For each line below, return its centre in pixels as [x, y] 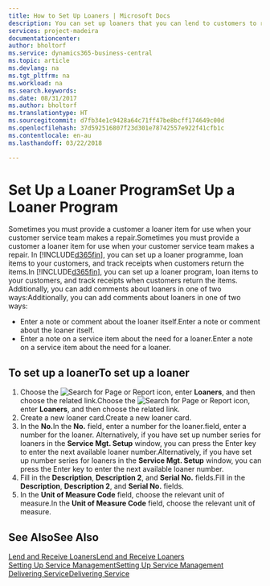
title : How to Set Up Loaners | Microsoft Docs [90, 16]
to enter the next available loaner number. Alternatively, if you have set [136, 452]
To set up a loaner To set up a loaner [99, 372]
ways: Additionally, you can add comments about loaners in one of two [125, 298]
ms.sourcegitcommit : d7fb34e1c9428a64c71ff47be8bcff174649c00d [117, 121]
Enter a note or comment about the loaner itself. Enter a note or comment [140, 322]
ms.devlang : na [34, 68]
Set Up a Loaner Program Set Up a [122, 190]
